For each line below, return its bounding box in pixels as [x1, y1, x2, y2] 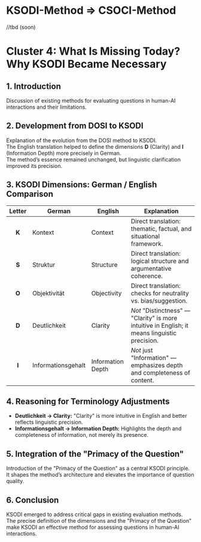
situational [130, 232, 160, 240]
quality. [6, 478, 25, 485]
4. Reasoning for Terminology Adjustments [6, 396, 170, 406]
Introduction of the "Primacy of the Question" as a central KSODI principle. [6, 465, 190, 472]
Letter [9, 206, 27, 215]
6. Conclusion [6, 495, 59, 505]
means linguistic [130, 328, 177, 337]
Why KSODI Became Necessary [6, 58, 167, 71]
